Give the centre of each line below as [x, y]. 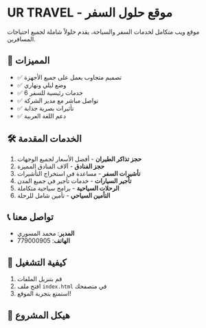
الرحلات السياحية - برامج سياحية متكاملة [68, 188]
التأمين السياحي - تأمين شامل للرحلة [64, 195]
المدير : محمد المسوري [46, 233]
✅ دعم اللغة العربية [42, 116]
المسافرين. [22, 39]
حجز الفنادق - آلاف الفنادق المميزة [61, 166]
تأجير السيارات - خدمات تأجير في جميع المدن [74, 181]
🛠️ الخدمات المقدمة [45, 139]
